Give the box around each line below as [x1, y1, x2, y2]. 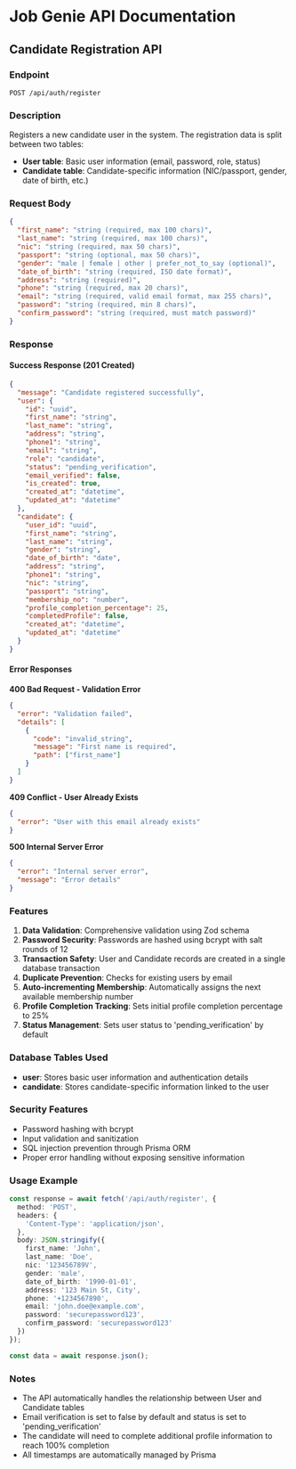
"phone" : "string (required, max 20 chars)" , [17, 283, 189, 293]
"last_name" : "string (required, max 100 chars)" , [17, 234, 209, 243]
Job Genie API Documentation [9, 6, 236, 27]
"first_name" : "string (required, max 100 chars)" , [17, 225, 213, 235]
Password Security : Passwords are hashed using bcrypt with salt [21, 934, 263, 945]
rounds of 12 [21, 944, 68, 955]
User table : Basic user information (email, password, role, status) [21, 156, 261, 167]
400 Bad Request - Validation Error [9, 684, 141, 695]
